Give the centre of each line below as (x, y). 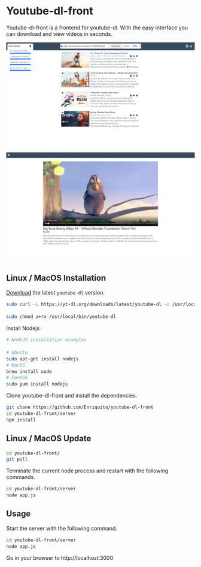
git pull (17, 459)
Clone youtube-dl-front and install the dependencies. (72, 396)
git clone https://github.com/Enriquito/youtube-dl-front (80, 407)
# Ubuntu (17, 352)
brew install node (29, 372)
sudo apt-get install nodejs (42, 359)
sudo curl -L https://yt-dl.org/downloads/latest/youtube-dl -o (88, 304)
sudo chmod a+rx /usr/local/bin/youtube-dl (61, 317)
